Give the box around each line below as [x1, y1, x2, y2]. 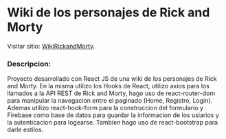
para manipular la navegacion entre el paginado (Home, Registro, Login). [7, 97, 213, 105]
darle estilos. [7, 125, 44, 134]
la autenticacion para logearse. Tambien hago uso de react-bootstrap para [7, 118, 218, 127]
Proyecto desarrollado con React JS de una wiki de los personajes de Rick [7, 75, 218, 83]
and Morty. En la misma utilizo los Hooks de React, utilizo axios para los [7, 82, 210, 90]
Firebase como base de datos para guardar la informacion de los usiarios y [7, 111, 219, 119]
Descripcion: [7, 59, 52, 68]
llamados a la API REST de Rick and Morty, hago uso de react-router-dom [7, 89, 215, 97]
